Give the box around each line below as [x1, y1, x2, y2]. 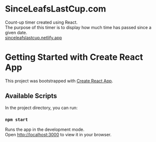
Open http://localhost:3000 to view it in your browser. [5, 131, 112, 137]
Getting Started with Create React [5, 52, 143, 63]
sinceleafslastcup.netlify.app [5, 35, 62, 41]
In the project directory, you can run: [5, 105, 78, 111]
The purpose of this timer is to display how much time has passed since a [5, 24, 152, 30]
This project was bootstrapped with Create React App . [5, 78, 113, 84]
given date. [5, 29, 28, 35]
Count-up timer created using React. [5, 19, 78, 25]
